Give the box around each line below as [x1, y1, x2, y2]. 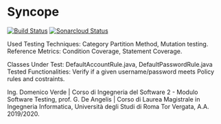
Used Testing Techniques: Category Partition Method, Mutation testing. [7, 40, 209, 48]
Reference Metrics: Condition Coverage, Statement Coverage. [7, 47, 183, 55]
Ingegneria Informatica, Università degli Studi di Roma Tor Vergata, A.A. [7, 102, 209, 110]
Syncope [7, 4, 60, 20]
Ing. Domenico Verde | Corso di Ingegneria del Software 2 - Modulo [7, 88, 198, 96]
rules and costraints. [7, 74, 65, 82]
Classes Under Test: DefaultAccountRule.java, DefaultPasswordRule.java [7, 60, 213, 68]
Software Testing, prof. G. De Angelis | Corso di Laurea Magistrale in [7, 95, 200, 103]
